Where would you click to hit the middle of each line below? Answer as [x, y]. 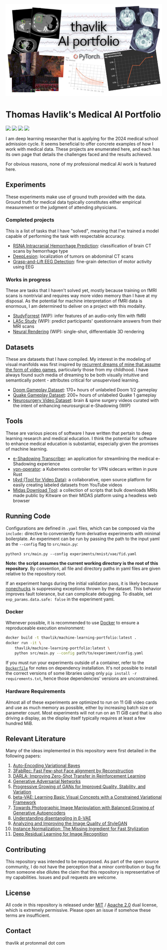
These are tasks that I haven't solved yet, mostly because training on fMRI [81, 290]
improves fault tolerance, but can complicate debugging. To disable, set [79, 594]
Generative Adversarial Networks [47, 782]
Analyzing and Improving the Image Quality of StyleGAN [70, 824]
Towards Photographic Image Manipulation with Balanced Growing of [83, 808]
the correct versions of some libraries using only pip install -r [71, 673]
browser [21, 501]
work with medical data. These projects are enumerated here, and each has [83, 149]
